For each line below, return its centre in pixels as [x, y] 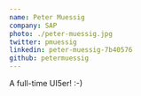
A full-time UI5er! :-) [46, 83]
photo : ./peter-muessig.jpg [61, 33]
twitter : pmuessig [43, 42]
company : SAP [33, 26]
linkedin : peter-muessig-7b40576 [71, 50]
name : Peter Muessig [47, 17]
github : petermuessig [49, 58]
